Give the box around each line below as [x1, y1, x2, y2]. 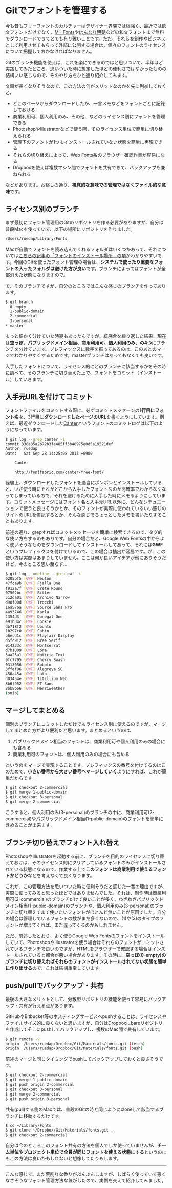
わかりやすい [130, 252, 158, 258]
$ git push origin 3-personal [5, 1096, 70, 1102]
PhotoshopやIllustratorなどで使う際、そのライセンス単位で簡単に [12, 126, 150, 132]
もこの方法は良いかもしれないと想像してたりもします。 [5, 1155, 122, 1161]
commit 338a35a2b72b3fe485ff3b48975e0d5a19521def [5, 441, 114, 447]
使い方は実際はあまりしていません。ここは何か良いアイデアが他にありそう [5, 554, 162, 560]
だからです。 [9, 775, 37, 781]
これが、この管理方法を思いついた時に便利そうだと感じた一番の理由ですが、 [5, 883, 167, 889]
